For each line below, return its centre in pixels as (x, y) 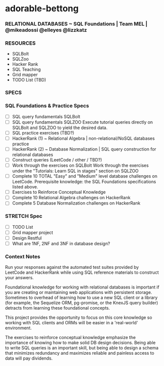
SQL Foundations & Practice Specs (47, 106)
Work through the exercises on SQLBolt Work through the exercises (80, 165)
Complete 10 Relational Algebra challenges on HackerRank (71, 198)
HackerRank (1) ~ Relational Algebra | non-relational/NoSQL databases (83, 138)
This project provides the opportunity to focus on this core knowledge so (79, 317)
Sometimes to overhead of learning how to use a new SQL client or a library (81, 298)
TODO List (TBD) (29, 80)
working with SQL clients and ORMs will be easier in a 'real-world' (71, 323)
